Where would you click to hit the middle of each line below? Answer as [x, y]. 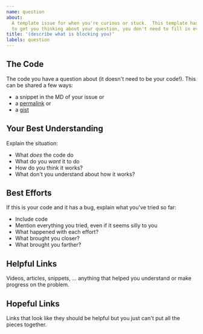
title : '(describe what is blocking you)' [60, 34]
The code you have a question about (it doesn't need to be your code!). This [101, 78]
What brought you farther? [48, 245]
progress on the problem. [38, 285]
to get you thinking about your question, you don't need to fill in [101, 29]
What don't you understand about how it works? [75, 174]
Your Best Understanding [55, 129]
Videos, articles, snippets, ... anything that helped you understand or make [99, 279]
